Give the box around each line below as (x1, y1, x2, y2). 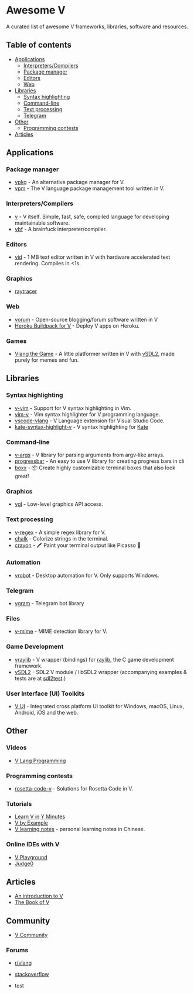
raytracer (14, 288, 37, 295)
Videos (6, 743, 27, 752)
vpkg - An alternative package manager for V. (14, 179, 125, 186)
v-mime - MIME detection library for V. (14, 628, 107, 635)
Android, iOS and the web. (14, 709, 79, 716)
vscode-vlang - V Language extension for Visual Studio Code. (14, 417, 165, 424)
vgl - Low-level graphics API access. (14, 501, 104, 508)
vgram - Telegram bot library (14, 600, 84, 607)
